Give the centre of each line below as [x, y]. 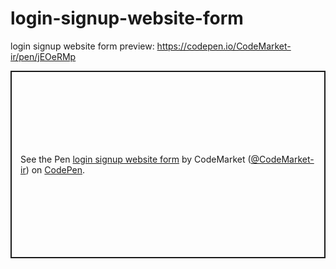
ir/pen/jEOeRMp [43, 56]
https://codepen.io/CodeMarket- [224, 46]
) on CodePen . [55, 169]
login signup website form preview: [82, 46]
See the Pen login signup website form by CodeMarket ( [136, 159]
